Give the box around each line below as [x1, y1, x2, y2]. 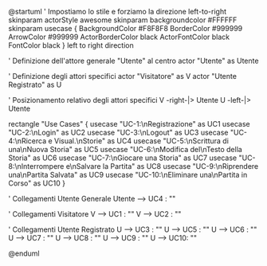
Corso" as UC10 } [8, 178, 66, 188]
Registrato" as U [8, 80, 62, 89]
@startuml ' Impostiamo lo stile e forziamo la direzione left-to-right [8, 7, 227, 16]
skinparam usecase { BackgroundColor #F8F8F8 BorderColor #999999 [8, 24, 243, 33]
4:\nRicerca [8, 136, 46, 146]
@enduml [8, 248, 40, 258]
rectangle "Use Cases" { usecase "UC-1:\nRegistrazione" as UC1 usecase [8, 119, 250, 128]
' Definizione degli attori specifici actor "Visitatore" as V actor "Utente [8, 72, 238, 80]
